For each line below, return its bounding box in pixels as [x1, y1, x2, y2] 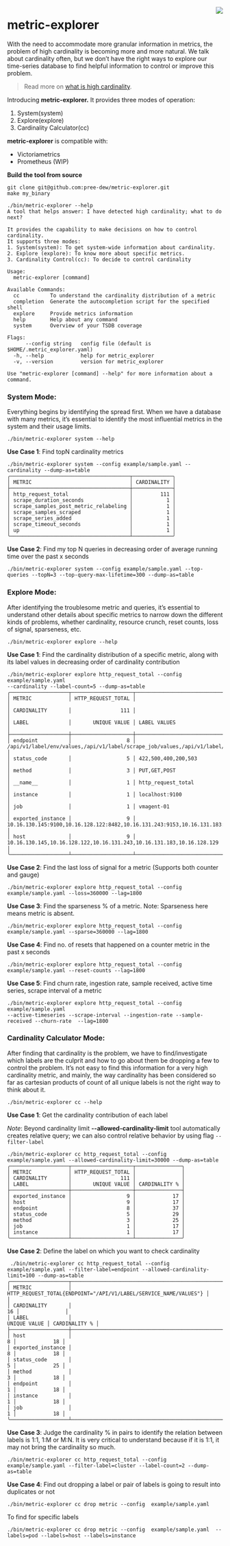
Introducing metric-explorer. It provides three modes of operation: [7, 95, 196, 104]
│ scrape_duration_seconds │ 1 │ [7, 497, 176, 504]
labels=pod [7, 1532, 38, 1539]
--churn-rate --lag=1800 [34, 1017, 109, 1024]
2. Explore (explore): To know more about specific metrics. [7, 250, 186, 257]
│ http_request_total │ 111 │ [7, 491, 176, 498]
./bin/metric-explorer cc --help [7, 1098, 103, 1105]
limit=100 [7, 1272, 36, 1279]
